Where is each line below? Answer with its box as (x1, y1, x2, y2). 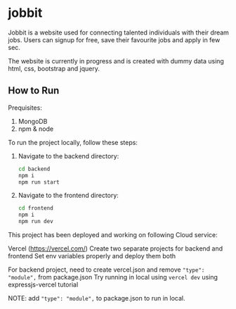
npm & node (18, 125, 54, 133)
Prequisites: (8, 103, 43, 112)
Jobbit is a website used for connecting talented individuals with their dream (8, 28, 229, 37)
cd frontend (18, 205, 53, 212)
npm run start (18, 178, 60, 186)
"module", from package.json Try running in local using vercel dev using (8, 273, 218, 281)
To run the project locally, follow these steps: (8, 138, 138, 146)
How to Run (8, 84, 60, 96)
